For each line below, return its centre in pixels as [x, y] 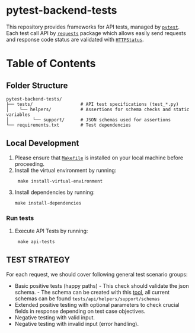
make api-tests [36, 242]
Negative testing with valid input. [55, 317]
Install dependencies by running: [55, 192]
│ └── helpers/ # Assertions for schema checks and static [98, 109]
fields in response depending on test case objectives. [80, 311]
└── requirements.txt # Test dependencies [69, 125]
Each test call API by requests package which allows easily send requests [96, 33]
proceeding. [29, 164]
